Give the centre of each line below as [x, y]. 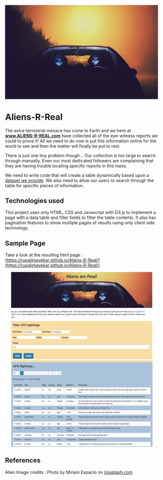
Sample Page [25, 243]
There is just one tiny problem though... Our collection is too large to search [81, 155]
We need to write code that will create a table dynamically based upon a [77, 175]
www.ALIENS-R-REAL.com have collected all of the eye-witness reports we [81, 136]
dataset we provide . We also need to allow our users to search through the [80, 180]
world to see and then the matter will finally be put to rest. [63, 146]
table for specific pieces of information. [44, 185]
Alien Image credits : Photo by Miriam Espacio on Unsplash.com [69, 472]
